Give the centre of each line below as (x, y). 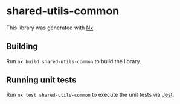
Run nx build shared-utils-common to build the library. (74, 61)
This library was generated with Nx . (50, 28)
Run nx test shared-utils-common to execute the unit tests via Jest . (90, 94)
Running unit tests (41, 80)
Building (22, 47)
